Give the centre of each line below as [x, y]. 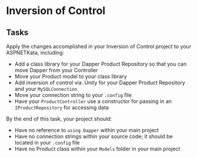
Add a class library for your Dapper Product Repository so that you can [101, 64]
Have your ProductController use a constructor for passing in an [93, 101]
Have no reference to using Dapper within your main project [87, 130]
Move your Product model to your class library [71, 76]
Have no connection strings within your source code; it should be [94, 136]
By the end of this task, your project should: [59, 119]
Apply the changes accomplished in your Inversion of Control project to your [99, 46]
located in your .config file [47, 142]
